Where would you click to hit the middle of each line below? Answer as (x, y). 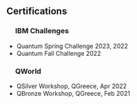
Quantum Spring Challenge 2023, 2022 (72, 46)
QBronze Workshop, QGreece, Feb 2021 (73, 93)
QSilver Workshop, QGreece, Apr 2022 (72, 86)
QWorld (29, 71)
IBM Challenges (42, 31)
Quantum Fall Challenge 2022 (59, 53)
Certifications (37, 11)
